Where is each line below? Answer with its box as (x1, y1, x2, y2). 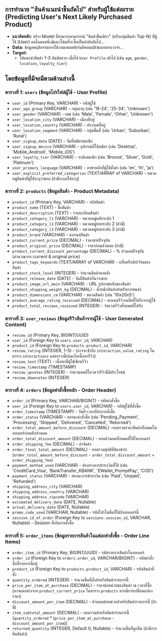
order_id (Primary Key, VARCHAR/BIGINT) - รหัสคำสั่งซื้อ (12, 398, 120, 404)
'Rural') (12, 132, 27, 139)
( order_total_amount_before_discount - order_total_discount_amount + (12, 452, 155, 458)
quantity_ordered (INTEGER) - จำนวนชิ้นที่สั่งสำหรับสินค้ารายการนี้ (12, 576, 129, 583)
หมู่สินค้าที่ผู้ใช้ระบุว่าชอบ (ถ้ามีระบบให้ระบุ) (12, 176, 80, 181)
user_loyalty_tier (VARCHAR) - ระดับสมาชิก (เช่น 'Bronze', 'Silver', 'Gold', (12, 154, 154, 160)
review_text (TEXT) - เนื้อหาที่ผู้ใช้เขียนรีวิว (12, 359, 88, 364)
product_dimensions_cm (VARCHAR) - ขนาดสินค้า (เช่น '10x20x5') (12, 292, 135, 297)
